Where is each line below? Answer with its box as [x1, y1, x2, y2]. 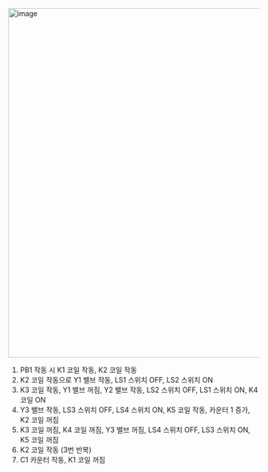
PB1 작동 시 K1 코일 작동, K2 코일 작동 [19, 365, 137, 375]
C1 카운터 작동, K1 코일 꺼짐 [19, 455, 106, 464]
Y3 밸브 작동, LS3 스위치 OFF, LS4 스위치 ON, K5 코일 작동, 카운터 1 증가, [19, 405, 250, 414]
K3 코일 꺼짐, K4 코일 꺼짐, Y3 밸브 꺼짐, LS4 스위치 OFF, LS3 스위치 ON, [19, 425, 251, 434]
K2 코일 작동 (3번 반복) [19, 445, 92, 454]
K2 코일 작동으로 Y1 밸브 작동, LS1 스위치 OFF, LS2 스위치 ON [19, 375, 214, 384]
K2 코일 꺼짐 [19, 415, 60, 424]
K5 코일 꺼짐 [19, 435, 59, 444]
